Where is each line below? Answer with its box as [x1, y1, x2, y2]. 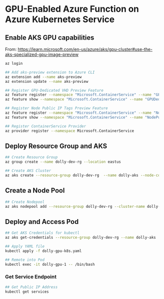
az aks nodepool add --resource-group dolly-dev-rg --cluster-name [5, 204, 145, 209]
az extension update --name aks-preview [5, 79, 89, 84]
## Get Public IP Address [5, 284, 58, 290]
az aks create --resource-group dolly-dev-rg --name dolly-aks [5, 173, 139, 177]
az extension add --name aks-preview [5, 75, 82, 79]
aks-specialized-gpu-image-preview [5, 51, 79, 57]
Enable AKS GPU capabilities [5, 33, 94, 42]
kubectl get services [5, 289, 49, 294]
